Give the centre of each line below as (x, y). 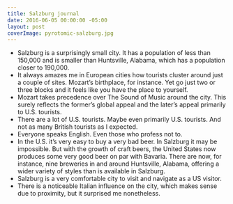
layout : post (26, 26)
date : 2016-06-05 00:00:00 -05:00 (58, 20)
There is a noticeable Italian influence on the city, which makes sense (117, 186)
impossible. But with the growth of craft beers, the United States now (116, 149)
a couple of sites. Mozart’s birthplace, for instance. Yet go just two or (116, 83)
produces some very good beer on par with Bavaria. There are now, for (119, 157)
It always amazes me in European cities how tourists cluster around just (120, 75)
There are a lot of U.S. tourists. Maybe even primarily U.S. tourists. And (119, 120)
